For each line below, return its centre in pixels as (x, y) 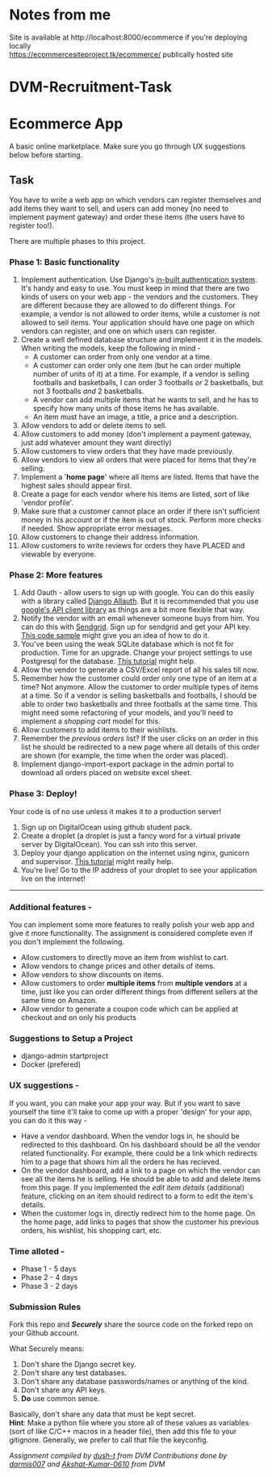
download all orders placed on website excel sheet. (106, 773)
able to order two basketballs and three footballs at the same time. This (139, 704)
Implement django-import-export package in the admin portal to (127, 764)
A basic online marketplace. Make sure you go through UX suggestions (127, 146)
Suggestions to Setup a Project (71, 1038)
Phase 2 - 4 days (49, 1277)
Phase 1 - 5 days (48, 1269)
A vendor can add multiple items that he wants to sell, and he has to (146, 400)
